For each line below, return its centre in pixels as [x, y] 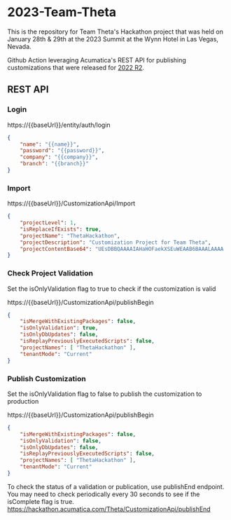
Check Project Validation [50, 273]
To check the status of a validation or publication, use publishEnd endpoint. [116, 486]
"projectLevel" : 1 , [48, 223]
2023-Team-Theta [62, 12]
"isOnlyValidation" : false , [61, 441]
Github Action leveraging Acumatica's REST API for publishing [97, 60]
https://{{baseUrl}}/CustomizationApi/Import [71, 203]
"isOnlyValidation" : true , [59, 328]
